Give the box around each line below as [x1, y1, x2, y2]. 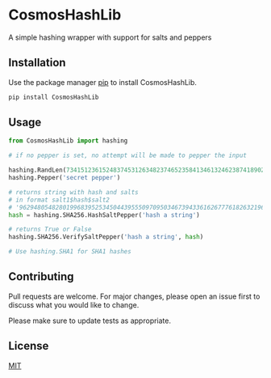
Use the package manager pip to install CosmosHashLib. [8, 77, 198, 87]
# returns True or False [8, 225, 92, 234]
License [8, 339, 49, 353]
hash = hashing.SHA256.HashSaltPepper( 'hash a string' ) [8, 210, 200, 219]
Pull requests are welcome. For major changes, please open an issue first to [8, 291, 261, 301]
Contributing [8, 270, 74, 284]
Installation [8, 56, 66, 70]
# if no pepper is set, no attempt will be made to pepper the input [8, 151, 248, 159]
